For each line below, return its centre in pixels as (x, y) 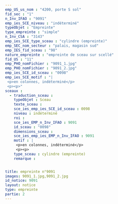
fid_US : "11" (19, 59)
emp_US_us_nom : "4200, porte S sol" (43, 9)
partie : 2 (15, 194)
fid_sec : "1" (19, 14)
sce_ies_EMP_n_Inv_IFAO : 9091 (45, 122)
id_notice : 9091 (21, 181)
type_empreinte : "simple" (32, 32)
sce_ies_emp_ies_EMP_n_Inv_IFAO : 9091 (54, 136)
